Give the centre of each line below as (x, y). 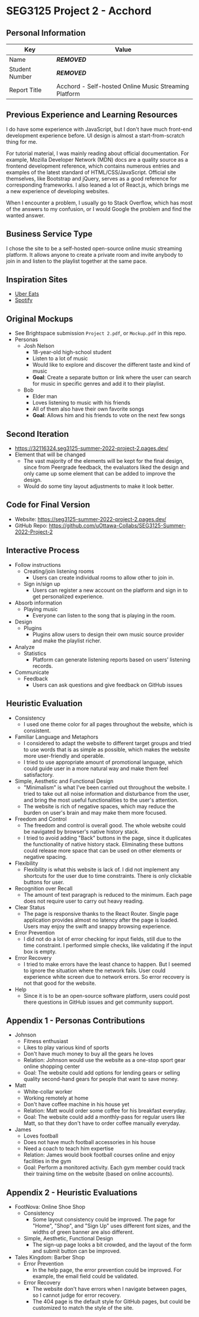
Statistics (35, 653)
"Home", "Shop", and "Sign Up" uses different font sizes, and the (111, 1226)
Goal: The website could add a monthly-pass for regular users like (104, 1117)
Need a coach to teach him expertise (69, 1149)
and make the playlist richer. (67, 641)
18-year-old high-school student (72, 352)
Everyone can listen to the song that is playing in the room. (104, 615)
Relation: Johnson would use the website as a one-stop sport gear (105, 1060)
